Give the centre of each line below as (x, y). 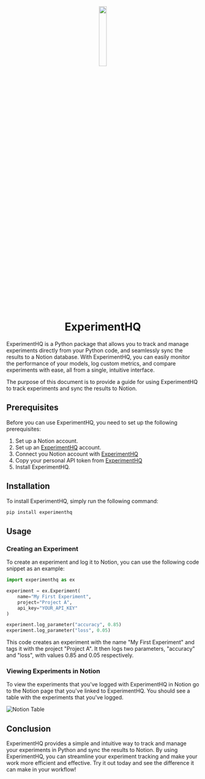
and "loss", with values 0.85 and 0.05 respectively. (70, 655)
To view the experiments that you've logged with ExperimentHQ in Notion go (103, 685)
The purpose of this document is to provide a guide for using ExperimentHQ (102, 382)
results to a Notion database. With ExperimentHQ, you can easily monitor (98, 357)
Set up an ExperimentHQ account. (58, 447)
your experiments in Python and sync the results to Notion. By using (92, 750)
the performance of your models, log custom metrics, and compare (91, 363)
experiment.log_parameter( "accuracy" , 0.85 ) (64, 625)
